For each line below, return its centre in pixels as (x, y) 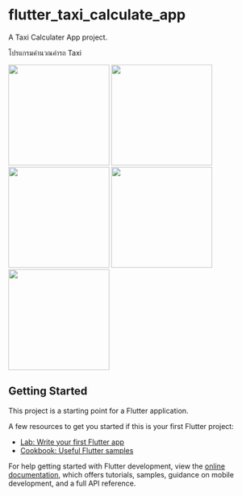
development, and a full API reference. (72, 483)
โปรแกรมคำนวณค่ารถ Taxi (45, 52)
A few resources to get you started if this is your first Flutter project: (121, 426)
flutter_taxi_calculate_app (97, 15)
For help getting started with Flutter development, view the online (117, 466)
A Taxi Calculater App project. (58, 37)
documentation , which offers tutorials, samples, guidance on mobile (121, 474)
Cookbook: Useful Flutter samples (77, 450)
